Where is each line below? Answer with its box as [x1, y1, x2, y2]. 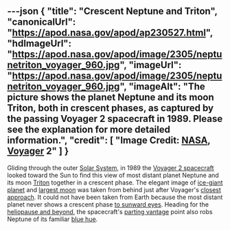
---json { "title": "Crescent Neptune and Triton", [7, 6, 218, 17]
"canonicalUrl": [7, 17, 76, 28]
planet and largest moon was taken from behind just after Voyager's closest [7, 185, 222, 194]
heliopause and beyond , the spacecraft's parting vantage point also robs [7, 207, 213, 216]
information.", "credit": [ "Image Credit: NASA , [7, 134, 211, 147]
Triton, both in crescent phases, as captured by [7, 103, 214, 114]
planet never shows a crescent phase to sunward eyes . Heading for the [7, 200, 209, 209]
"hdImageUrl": [7, 38, 72, 50]
